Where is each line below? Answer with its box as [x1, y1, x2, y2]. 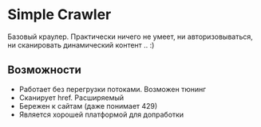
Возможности [7, 63, 81, 77]
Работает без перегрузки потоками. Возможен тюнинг [18, 84, 207, 94]
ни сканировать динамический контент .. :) [7, 40, 155, 49]
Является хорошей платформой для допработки [18, 110, 184, 119]
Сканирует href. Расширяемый [18, 93, 125, 102]
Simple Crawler [7, 6, 112, 24]
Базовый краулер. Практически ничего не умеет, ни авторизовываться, [7, 32, 253, 41]
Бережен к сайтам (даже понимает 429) [18, 101, 158, 110]
